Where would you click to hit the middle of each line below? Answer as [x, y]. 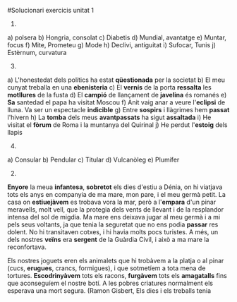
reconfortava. [27, 247]
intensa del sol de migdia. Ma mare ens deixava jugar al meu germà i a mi [114, 217]
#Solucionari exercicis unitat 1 [50, 10]
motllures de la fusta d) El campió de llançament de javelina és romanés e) [117, 95]
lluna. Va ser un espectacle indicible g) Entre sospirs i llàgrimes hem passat [119, 110]
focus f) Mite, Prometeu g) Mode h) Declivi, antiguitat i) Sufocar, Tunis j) [112, 45]
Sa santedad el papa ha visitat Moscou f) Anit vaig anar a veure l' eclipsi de [116, 102]
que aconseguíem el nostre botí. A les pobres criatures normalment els [110, 283]
